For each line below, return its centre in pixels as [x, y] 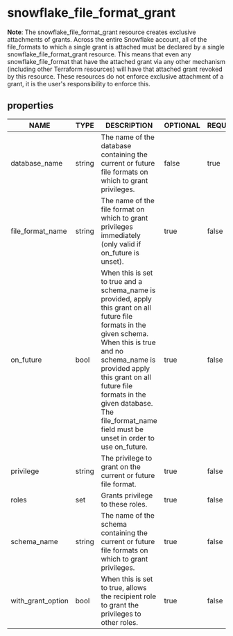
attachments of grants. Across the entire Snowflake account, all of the [107, 39]
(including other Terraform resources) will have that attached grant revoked [115, 69]
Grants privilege [127, 495]
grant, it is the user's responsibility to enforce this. [79, 84]
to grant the [120, 605]
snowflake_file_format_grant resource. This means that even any [99, 54]
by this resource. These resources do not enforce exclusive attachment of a [115, 76]
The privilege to [127, 458]
